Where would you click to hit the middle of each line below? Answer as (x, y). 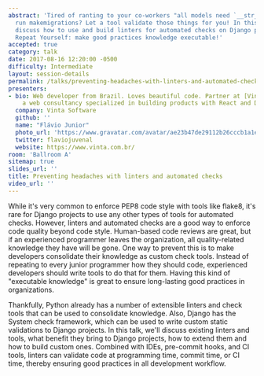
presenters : (27, 88)
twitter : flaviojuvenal (54, 140)
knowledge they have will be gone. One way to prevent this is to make (121, 248)
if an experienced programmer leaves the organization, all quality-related (126, 239)
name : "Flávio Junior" (52, 125)
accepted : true (33, 45)
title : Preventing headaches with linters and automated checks (115, 177)
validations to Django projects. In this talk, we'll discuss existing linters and (129, 330)
